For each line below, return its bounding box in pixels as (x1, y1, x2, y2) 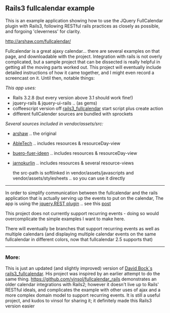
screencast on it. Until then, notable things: (5, 75, 95, 81)
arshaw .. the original (12, 130, 57, 136)
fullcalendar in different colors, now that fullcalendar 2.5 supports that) (5, 236, 153, 242)
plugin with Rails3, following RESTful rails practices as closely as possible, (5, 23, 160, 29)
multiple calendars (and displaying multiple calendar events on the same (5, 231, 156, 237)
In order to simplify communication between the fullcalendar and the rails (5, 190, 158, 196)
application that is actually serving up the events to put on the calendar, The (5, 195, 163, 201)
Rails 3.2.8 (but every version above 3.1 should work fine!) (12, 94, 133, 100)
